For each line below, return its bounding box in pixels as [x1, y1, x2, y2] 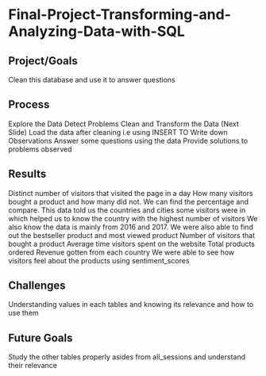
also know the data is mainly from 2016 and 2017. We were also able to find [8, 222, 254, 232]
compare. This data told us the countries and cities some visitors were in [8, 205, 246, 215]
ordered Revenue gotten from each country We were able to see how [8, 247, 235, 257]
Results [8, 167, 47, 181]
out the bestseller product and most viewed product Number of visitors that [8, 230, 256, 240]
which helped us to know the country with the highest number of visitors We [8, 213, 258, 223]
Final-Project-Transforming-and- [8, 6, 232, 24]
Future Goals [8, 331, 73, 344]
